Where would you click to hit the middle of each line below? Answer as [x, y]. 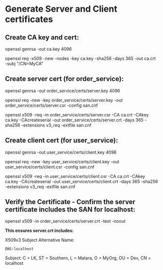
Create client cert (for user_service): [62, 141]
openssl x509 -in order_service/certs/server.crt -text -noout [65, 221]
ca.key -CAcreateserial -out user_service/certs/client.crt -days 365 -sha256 [81, 181]
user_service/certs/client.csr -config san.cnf [50, 167]
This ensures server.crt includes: [39, 231]
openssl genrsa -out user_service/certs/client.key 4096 [61, 152]
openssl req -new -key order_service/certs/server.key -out [64, 100]
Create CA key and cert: [42, 37]
